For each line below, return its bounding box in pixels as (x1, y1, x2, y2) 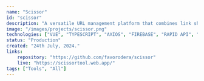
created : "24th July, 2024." (6, 43, 80, 49)
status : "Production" (6, 37, 61, 43)
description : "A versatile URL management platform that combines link (6, 20, 191, 26)
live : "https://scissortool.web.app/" (17, 60, 115, 66)
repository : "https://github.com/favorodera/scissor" (17, 54, 156, 60)
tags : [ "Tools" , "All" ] (6, 65, 67, 72)
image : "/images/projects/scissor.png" (6, 26, 107, 32)
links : (6, 49, 23, 55)
